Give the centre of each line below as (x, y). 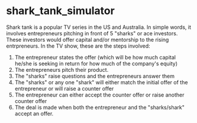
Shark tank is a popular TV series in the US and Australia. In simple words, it (98, 27)
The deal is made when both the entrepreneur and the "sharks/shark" (100, 107)
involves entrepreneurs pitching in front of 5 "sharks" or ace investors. (92, 33)
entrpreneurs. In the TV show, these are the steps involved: (78, 46)
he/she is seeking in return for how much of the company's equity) (96, 64)
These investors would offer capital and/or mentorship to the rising (88, 39)
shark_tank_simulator (61, 11)
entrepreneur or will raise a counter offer (64, 88)
